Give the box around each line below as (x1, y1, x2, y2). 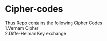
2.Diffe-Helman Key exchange (5, 30, 67, 36)
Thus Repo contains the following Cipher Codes (5, 20, 103, 26)
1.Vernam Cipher (5, 25, 39, 31)
